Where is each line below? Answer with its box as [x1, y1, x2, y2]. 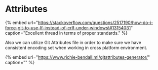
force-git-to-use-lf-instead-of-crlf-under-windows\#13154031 [5, 24, 131, 30]
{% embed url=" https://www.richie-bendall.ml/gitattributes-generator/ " [5, 54, 150, 60]
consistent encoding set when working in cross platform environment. [5, 45, 148, 50]
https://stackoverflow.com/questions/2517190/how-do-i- [38, 20, 154, 25]
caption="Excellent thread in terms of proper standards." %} [5, 30, 128, 36]
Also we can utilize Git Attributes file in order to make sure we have [5, 39, 142, 45]
